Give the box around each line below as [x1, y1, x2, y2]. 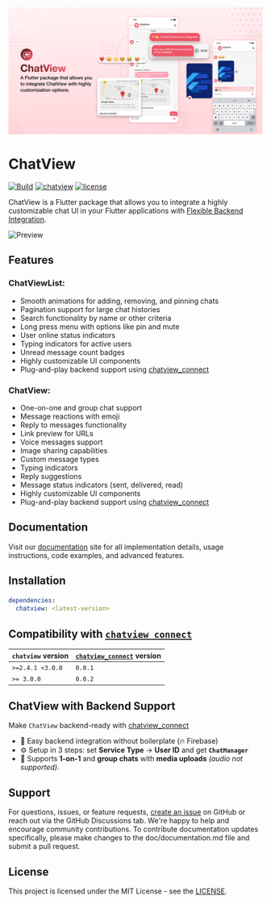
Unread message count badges [19, 347, 125, 357]
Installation [8, 574, 66, 588]
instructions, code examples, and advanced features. [8, 550, 186, 560]
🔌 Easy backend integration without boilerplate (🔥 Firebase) [19, 736, 219, 746]
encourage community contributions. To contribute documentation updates [8, 824, 259, 834]
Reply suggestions [19, 471, 82, 481]
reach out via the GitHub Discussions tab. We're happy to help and [8, 816, 230, 826]
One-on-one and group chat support [19, 402, 143, 412]
